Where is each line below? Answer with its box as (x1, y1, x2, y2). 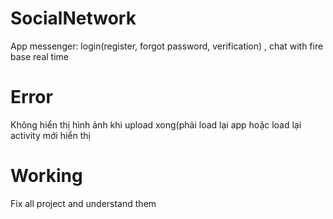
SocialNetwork (10, 7, 137, 30)
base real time (10, 50, 69, 62)
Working (10, 165, 83, 187)
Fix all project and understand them (10, 197, 157, 209)
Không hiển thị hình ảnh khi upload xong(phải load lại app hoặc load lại (10, 118, 302, 131)
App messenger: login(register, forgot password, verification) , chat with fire (10, 40, 324, 52)
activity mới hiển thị (10, 129, 91, 141)
